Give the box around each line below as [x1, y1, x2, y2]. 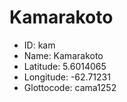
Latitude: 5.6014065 [23, 60, 107, 72]
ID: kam [23, 39, 56, 51]
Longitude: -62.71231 [23, 71, 111, 83]
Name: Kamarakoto [23, 49, 104, 61]
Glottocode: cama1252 [23, 81, 117, 93]
